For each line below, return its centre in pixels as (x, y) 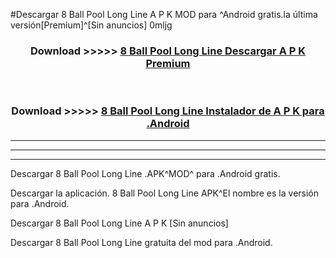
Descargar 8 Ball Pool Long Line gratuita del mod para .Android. (141, 242)
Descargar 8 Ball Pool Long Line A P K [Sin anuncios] (119, 223)
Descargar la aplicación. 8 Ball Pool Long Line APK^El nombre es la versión (165, 193)
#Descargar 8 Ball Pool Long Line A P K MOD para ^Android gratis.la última (164, 14)
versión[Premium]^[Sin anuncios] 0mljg (91, 25)
